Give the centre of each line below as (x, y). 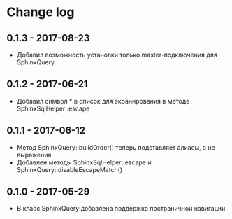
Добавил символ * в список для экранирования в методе (103, 101)
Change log (41, 12)
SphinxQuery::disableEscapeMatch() (70, 169)
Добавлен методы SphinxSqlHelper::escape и (84, 162)
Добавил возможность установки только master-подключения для (117, 55)
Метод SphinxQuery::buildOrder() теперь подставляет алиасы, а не (116, 147)
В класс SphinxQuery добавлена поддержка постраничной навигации (121, 209)
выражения (34, 155)
